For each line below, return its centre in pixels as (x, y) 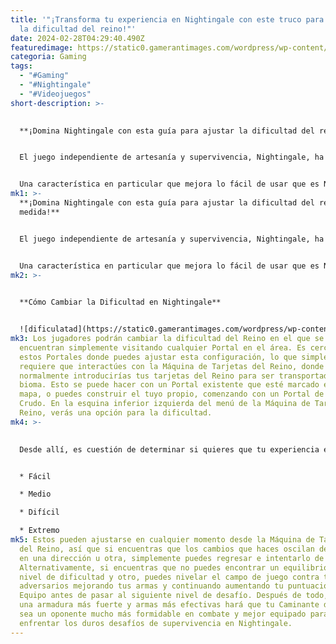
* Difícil (39, 512)
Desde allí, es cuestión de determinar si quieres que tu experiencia (169, 449)
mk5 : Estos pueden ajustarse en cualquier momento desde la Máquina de (162, 540)
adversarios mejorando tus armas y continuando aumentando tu (151, 586)
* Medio (35, 494)
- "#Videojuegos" (55, 94)
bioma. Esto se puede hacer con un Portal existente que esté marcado (169, 385)
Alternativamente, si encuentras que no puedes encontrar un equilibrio (174, 567)
